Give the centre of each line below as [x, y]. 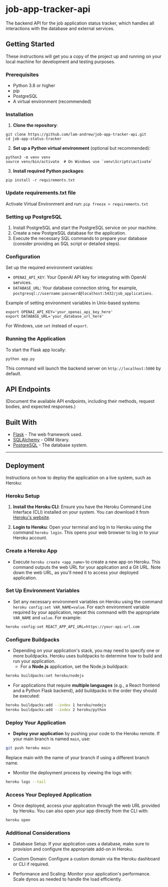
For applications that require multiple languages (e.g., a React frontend [86, 685]
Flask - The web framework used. [48, 434]
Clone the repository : [35, 125]
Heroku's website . [31, 518]
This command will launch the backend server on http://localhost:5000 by [84, 368]
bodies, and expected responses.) [41, 406]
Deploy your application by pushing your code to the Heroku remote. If [86, 733]
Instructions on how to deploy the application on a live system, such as [79, 478]
